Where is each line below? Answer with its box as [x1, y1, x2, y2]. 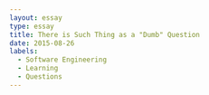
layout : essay [9, 13, 63, 23]
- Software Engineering [17, 55, 107, 64]
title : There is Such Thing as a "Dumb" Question [9, 30, 201, 39]
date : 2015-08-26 [9, 38, 75, 48]
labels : [9, 47, 39, 56]
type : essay [9, 22, 54, 31]
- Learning [17, 64, 59, 73]
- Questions [17, 72, 63, 81]
